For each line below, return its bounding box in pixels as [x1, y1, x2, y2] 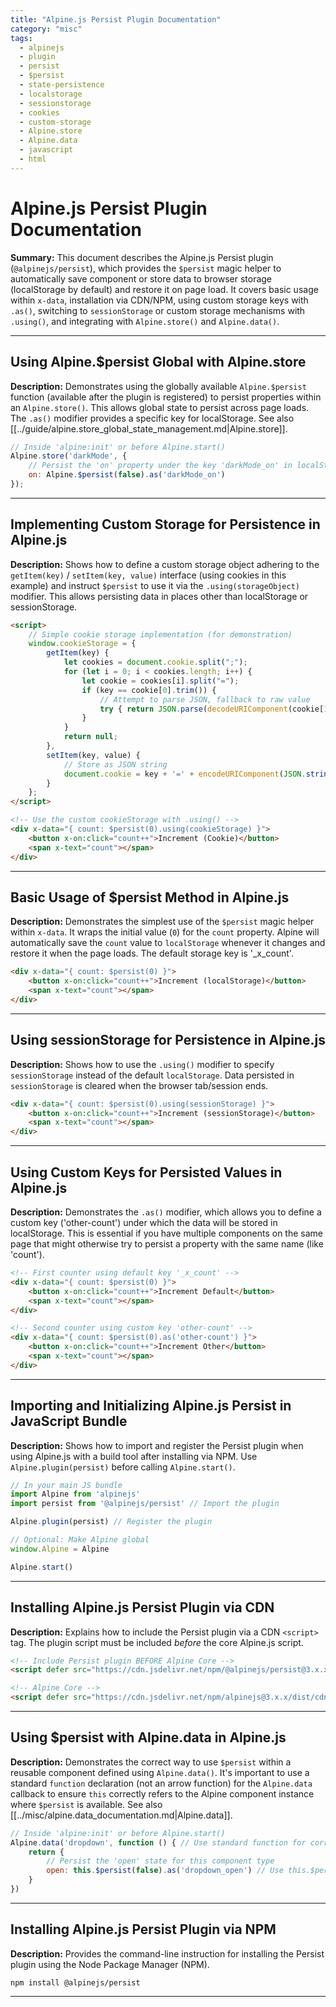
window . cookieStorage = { [28, 639, 137, 649]
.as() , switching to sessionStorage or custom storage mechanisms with [10, 304, 306, 316]
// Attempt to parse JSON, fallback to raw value [99, 694, 311, 705]
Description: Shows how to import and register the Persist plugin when [10, 1439, 304, 1451]
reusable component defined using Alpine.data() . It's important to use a [10, 1766, 310, 1778]
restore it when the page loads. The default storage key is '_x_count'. [10, 947, 294, 960]
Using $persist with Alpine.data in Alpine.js [10, 1729, 287, 1746]
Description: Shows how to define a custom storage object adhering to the [10, 558, 320, 570]
